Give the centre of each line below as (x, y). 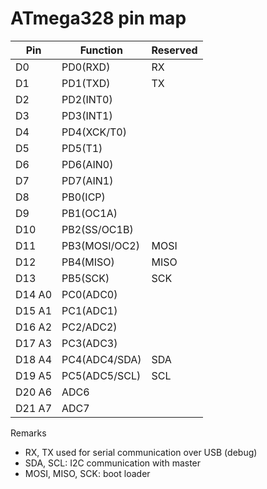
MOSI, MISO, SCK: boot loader (87, 473)
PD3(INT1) (87, 115)
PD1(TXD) (86, 83)
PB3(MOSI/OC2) (100, 245)
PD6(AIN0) (87, 164)
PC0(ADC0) (89, 294)
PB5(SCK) (85, 278)
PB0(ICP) (83, 197)
